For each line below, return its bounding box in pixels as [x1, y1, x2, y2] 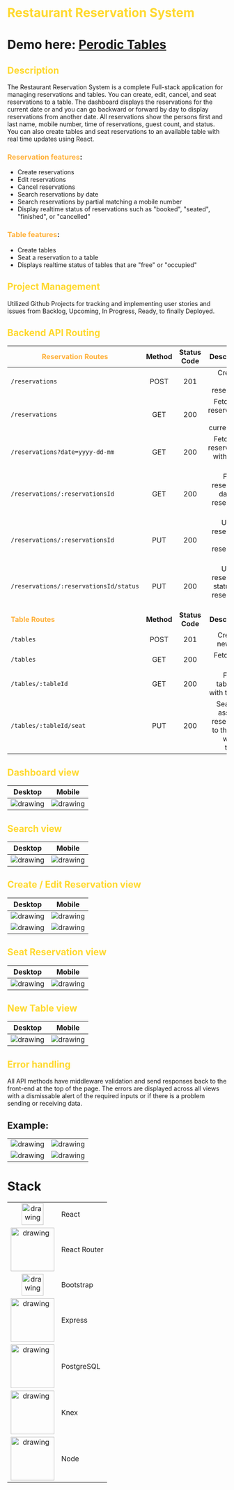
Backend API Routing [7, 326, 101, 339]
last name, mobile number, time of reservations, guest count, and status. [7, 120, 215, 128]
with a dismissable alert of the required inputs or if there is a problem [7, 1092, 205, 1100]
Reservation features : [7, 152, 83, 162]
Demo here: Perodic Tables [7, 37, 167, 53]
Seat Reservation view [7, 946, 107, 958]
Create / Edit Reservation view [7, 879, 141, 890]
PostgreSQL [61, 1362, 101, 1371]
